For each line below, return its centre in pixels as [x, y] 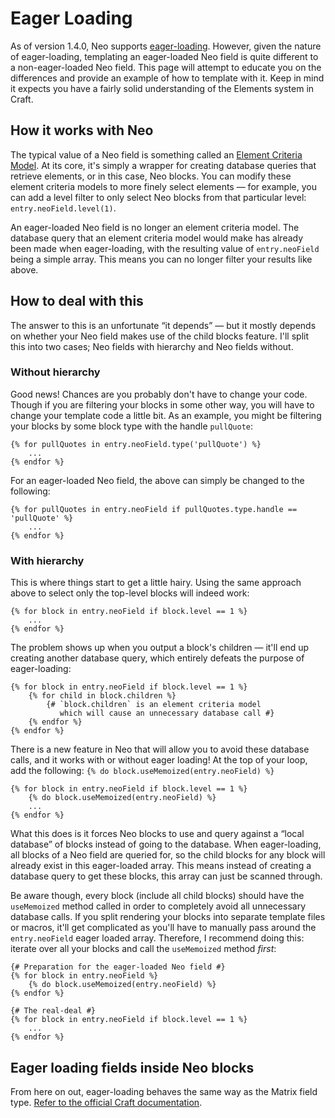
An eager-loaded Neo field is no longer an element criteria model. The [155, 227]
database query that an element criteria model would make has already [157, 238]
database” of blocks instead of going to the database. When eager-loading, [166, 844]
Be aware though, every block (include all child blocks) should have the [157, 896]
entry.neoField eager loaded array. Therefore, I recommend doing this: [157, 938]
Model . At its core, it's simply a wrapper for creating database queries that [163, 165]
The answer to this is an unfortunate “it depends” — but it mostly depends [163, 325]
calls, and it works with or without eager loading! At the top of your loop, [159, 760]
